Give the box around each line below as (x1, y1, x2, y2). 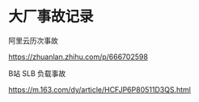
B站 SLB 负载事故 (8, 68, 66, 78)
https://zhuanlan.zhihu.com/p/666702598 (8, 52, 148, 62)
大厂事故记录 (8, 7, 95, 26)
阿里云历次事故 (8, 36, 58, 45)
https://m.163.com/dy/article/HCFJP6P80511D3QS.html (8, 84, 192, 94)
